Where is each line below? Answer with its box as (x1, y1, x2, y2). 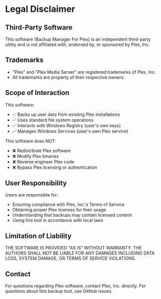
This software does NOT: (5, 138, 56, 144)
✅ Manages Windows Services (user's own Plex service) (12, 128, 129, 134)
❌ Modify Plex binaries (12, 153, 59, 159)
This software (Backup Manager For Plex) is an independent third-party (5, 36, 151, 42)
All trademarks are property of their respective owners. (12, 74, 125, 80)
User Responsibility (5, 179, 67, 188)
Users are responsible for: (5, 192, 58, 198)
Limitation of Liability (5, 232, 72, 240)
